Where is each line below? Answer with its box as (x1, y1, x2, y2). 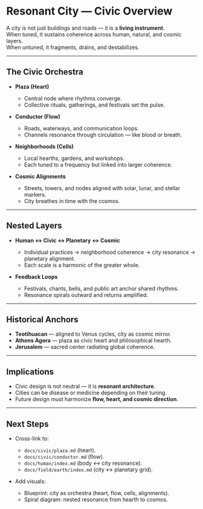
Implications (6, 367, 54, 377)
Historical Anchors (6, 314, 79, 325)
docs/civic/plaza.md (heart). (24, 447, 96, 454)
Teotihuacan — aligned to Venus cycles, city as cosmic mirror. (14, 330, 172, 338)
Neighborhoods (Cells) (14, 142, 74, 150)
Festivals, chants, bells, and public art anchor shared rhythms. (24, 285, 179, 292)
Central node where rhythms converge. (24, 95, 122, 102)
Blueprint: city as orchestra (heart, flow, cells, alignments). (24, 490, 170, 496)
